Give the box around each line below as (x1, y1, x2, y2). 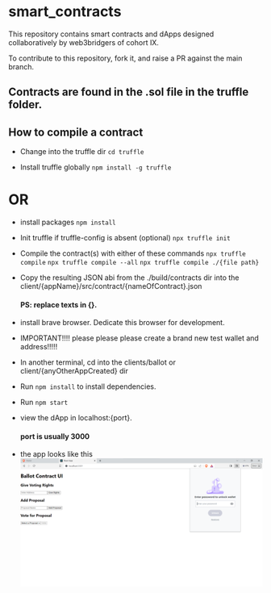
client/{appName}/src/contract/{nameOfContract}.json (19, 282, 202, 291)
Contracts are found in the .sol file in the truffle (8, 86, 249, 99)
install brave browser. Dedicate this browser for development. (19, 318, 225, 328)
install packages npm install (19, 217, 117, 228)
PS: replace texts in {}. (19, 299, 98, 309)
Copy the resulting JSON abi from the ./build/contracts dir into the (19, 273, 240, 282)
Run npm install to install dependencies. (19, 382, 156, 391)
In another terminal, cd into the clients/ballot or (19, 357, 176, 367)
